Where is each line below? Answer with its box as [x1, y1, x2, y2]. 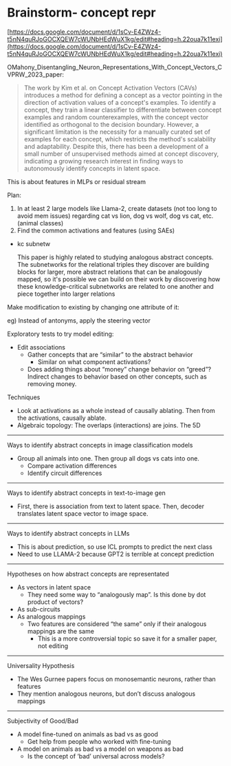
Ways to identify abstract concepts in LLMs [7, 529, 130, 537]
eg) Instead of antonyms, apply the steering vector [7, 316, 151, 325]
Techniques [7, 393, 41, 401]
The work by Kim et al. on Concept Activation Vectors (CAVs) [23, 83, 197, 92]
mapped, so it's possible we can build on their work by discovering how [16, 274, 221, 283]
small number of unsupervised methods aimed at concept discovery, [23, 150, 219, 158]
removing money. [27, 379, 77, 387]
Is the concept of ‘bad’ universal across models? [27, 752, 165, 760]
